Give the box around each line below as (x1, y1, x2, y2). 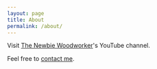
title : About (7, 16, 45, 23)
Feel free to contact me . (7, 55, 75, 63)
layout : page (7, 10, 45, 17)
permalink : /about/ (7, 23, 63, 29)
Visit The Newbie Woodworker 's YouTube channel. (7, 42, 151, 50)
